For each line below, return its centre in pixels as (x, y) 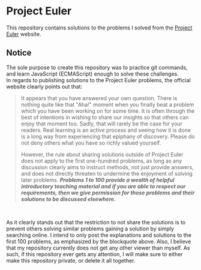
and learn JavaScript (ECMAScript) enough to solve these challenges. (92, 74)
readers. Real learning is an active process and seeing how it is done (106, 130)
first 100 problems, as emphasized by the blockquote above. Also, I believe (99, 241)
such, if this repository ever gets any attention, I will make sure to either (94, 254)
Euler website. (24, 34)
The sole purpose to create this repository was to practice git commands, (97, 67)
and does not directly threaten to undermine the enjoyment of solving (107, 173)
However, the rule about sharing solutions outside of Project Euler (102, 154)
